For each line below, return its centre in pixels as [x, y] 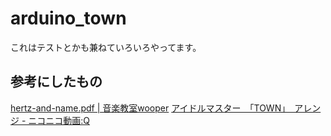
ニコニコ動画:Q [59, 120]
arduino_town [68, 18]
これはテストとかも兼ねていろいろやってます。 [106, 47]
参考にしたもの [56, 82]
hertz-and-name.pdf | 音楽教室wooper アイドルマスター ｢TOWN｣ [148, 108]
